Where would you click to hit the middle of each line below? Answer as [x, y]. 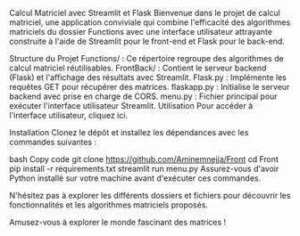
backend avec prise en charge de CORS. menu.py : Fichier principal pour [144, 96]
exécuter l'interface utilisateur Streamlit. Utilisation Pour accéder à [131, 106]
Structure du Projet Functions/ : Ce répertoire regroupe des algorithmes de [146, 58]
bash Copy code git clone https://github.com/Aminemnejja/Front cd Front [144, 159]
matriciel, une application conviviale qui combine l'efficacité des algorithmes [150, 22]
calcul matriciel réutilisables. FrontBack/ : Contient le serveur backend [138, 68]
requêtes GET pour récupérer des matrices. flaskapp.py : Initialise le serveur [150, 87]
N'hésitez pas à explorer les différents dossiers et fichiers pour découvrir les [150, 195]
